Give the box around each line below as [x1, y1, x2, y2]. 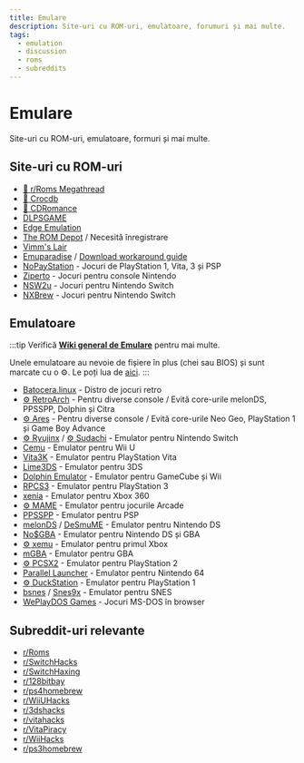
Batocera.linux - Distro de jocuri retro [22, 385, 162, 396]
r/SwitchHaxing [22, 666, 81, 677]
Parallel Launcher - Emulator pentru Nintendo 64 [22, 568, 205, 579]
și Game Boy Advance [22, 423, 106, 434]
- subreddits [17, 64, 67, 73]
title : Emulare [9, 13, 67, 23]
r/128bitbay [22, 676, 65, 687]
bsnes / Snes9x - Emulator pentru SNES [22, 587, 172, 598]
